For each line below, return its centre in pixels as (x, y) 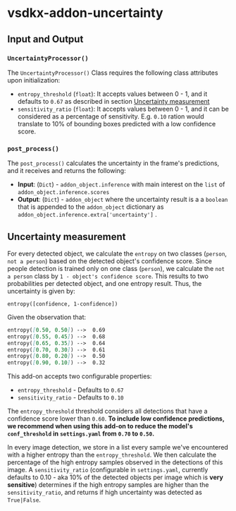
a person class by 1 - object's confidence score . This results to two (108, 276)
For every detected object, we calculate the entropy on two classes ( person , (117, 253)
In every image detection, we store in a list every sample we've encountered (118, 447)
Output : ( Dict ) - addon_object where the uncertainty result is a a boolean (123, 200)
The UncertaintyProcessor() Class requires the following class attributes (113, 73)
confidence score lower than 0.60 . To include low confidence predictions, (116, 419)
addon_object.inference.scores (63, 193)
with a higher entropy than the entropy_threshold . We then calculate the (112, 455)
